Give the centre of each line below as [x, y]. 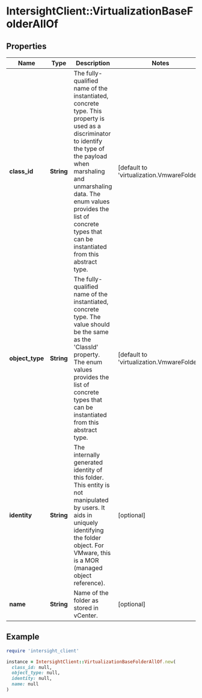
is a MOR [86, 560]
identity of [88, 470]
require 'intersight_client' [43, 651]
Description [93, 63]
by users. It [89, 508]
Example [23, 637]
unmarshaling [93, 186]
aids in [83, 515]
